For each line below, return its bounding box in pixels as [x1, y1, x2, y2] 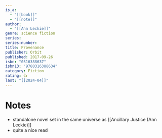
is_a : [5, 7, 17, 13]
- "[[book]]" [10, 12, 37, 17]
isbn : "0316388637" [5, 59, 47, 64]
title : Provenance [5, 45, 44, 50]
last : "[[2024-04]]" [5, 78, 49, 83]
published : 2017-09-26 [5, 54, 53, 60]
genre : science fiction [5, 31, 56, 36]
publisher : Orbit [5, 50, 42, 55]
